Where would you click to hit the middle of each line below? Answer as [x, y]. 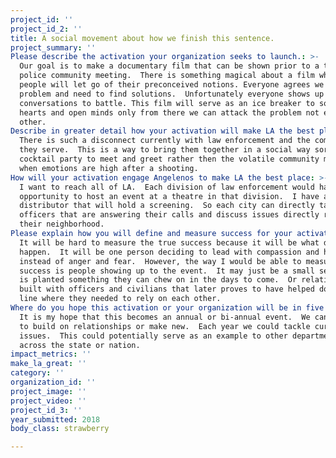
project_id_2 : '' [46, 29]
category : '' [37, 373]
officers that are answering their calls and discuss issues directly [169, 215]
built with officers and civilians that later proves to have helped [167, 289]
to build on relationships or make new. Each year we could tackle [165, 326]
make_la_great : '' [48, 364]
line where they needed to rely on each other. [120, 299]
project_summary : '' [53, 47]
